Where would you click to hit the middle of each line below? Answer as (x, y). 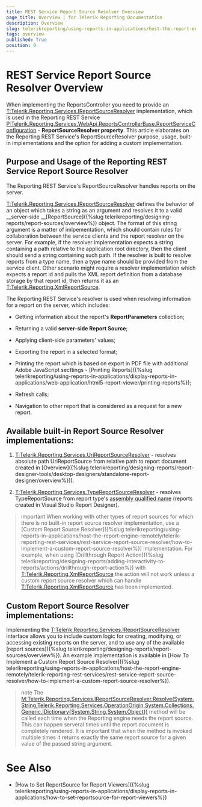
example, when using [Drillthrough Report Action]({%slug (92, 555)
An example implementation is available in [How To (126, 655)
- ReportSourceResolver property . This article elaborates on (113, 130)
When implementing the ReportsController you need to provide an (88, 104)
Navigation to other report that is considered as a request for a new (98, 406)
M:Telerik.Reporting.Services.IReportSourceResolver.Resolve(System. (107, 699)
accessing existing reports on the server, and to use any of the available (95, 643)
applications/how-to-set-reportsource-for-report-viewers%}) (91, 797)
